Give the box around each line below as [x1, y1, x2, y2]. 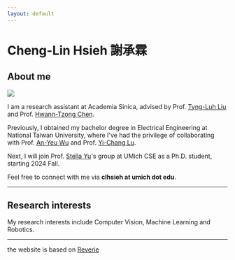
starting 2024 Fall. [7, 159, 60, 168]
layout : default [7, 10, 55, 17]
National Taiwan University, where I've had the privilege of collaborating [7, 131, 215, 139]
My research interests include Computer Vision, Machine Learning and [7, 218, 211, 226]
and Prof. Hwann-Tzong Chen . [7, 110, 95, 118]
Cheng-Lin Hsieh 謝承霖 [7, 43, 148, 58]
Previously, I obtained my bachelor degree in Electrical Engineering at [7, 123, 208, 131]
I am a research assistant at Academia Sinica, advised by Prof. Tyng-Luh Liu [7, 102, 227, 110]
